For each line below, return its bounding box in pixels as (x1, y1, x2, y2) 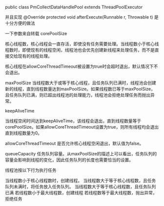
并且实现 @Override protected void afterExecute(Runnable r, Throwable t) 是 (5, 14, 159, 20)
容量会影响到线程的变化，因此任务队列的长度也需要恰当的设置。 (5, 157, 133, 163)
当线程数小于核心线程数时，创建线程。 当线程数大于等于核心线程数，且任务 (5, 178, 156, 183)
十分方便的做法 (5, 20, 35, 26)
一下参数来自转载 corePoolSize (5, 31, 67, 36)
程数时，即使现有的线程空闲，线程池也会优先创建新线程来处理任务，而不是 (5, 47, 155, 53)
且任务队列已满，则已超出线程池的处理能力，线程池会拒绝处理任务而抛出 (5, 92, 150, 98)
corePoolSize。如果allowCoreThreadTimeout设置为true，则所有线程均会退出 (5, 124, 159, 130)
